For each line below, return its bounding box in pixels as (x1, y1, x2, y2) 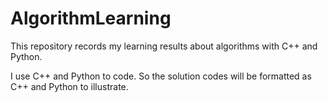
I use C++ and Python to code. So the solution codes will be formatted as (10, 70, 312, 82)
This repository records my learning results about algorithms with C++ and (10, 40, 318, 52)
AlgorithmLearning (10, 7, 172, 30)
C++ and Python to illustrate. (10, 80, 129, 92)
